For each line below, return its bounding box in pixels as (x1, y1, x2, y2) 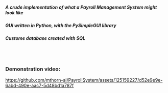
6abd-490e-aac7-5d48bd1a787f (5, 82, 74, 89)
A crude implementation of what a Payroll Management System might (5, 4, 157, 10)
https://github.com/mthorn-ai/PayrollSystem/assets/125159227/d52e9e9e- (5, 77, 163, 83)
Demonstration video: (5, 65, 61, 73)
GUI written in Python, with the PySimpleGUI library (5, 22, 116, 28)
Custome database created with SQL (5, 35, 86, 41)
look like (5, 9, 24, 15)
